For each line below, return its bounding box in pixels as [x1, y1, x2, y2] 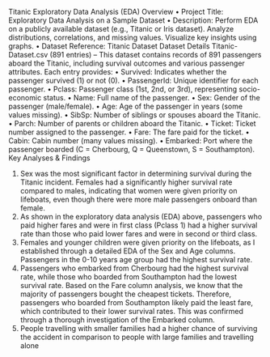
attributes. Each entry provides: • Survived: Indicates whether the [8, 67, 227, 76]
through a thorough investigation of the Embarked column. [19, 315, 216, 325]
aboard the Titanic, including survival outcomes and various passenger [8, 58, 245, 68]
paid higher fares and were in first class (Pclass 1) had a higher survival [19, 220, 258, 230]
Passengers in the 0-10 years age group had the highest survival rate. [19, 255, 253, 264]
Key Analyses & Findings [8, 153, 91, 163]
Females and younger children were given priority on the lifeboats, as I [19, 238, 255, 247]
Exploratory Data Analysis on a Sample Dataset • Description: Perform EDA [8, 15, 259, 25]
